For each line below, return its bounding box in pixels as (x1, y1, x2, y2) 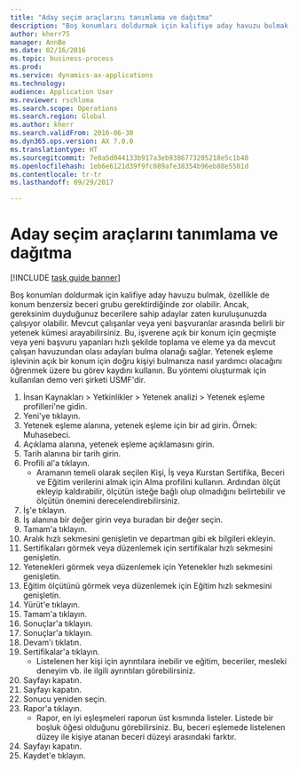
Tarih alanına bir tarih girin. (22, 449, 122, 459)
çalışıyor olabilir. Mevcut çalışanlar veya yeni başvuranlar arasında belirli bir (10, 318, 285, 329)
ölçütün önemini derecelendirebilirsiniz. (35, 496, 181, 506)
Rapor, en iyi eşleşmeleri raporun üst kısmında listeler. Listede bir (35, 712, 274, 724)
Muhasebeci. (22, 430, 71, 441)
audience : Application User (10, 87, 114, 96)
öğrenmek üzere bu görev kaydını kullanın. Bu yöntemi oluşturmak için (10, 365, 267, 376)
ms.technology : (10, 79, 67, 88)
